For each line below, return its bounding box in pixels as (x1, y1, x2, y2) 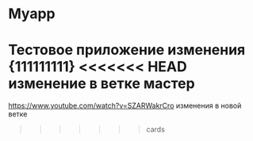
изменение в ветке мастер (8, 74, 196, 93)
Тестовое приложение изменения (8, 41, 246, 59)
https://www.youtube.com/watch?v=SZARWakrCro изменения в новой (8, 101, 242, 111)
